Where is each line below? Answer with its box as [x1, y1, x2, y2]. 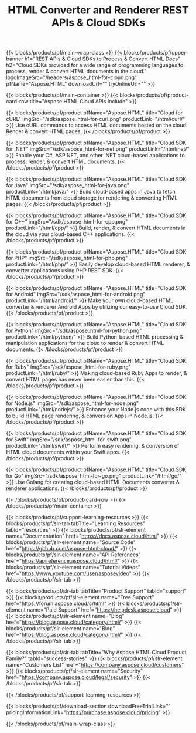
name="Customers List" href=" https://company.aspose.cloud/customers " [6, 661, 184, 668]
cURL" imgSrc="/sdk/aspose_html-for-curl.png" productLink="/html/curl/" [6, 116, 185, 123]
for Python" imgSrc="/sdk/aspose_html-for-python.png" [6, 327, 142, 335]
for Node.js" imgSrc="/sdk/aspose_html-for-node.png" [6, 400, 139, 407]
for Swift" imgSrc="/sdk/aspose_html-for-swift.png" [6, 436, 132, 443]
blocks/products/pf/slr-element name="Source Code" [6, 539, 136, 546]
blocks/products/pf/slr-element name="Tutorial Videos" [6, 564, 141, 571]
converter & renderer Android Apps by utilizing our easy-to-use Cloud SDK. [6, 303, 188, 310]
